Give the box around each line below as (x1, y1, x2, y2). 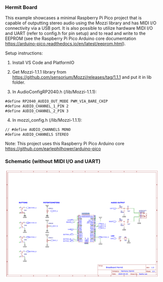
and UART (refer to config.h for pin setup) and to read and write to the (5, 31, 146, 37)
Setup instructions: (5, 50, 43, 56)
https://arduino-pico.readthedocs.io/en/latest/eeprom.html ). (5, 41, 126, 47)
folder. (12, 79, 25, 85)
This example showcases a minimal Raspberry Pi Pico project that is (5, 15, 142, 21)
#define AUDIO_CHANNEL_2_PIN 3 (5, 109, 69, 113)
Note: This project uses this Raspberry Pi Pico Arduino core (5, 141, 124, 147)
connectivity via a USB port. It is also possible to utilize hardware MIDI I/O (5, 25, 153, 31)
